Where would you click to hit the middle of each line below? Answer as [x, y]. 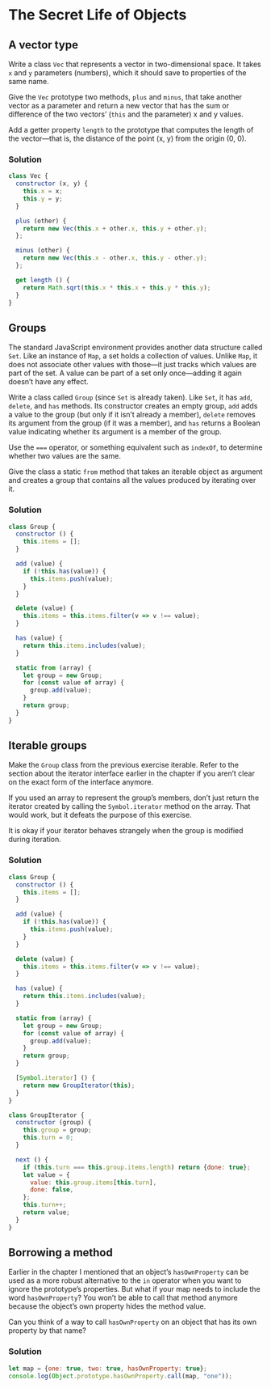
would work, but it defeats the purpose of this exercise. [100, 815]
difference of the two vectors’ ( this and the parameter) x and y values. [126, 114]
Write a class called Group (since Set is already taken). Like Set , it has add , [130, 397]
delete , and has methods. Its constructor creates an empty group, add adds [133, 406]
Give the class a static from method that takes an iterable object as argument [135, 472]
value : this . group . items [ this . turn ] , [93, 1183]
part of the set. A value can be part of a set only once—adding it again [125, 373]
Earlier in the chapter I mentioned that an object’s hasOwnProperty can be [129, 1272]
